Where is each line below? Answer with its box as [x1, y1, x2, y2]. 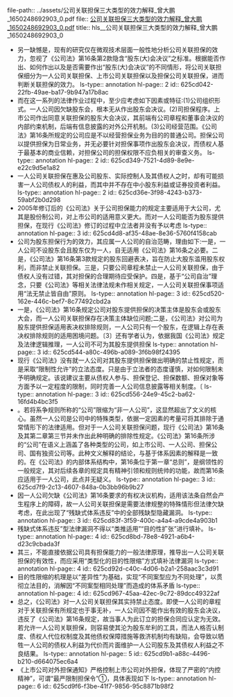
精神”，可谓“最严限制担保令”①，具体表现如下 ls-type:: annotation [17, 674, 207, 682]
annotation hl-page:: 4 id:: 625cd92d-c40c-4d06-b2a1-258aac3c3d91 [17, 564, 219, 573]
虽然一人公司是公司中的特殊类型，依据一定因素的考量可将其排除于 [29, 414, 218, 422]
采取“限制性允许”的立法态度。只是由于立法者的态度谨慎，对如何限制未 [23, 365, 224, 373]
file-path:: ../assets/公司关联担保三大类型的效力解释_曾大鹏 [7, 6, 175, 14]
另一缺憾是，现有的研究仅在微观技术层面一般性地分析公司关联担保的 [17, 46, 212, 53]
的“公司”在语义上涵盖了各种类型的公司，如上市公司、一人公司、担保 [17, 440, 212, 448]
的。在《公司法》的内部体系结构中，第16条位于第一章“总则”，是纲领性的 [17, 457, 224, 466]
